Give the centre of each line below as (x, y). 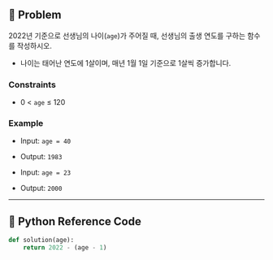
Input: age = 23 (45, 172)
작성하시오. (35, 45)
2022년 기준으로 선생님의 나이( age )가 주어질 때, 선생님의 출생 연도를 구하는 (127, 35)
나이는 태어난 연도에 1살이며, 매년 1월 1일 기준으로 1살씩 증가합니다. (126, 63)
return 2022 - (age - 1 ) (65, 248)
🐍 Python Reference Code (75, 221)
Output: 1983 (41, 157)
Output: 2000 (41, 188)
